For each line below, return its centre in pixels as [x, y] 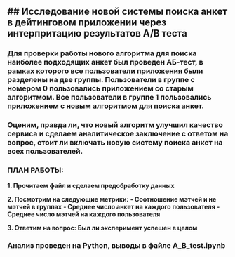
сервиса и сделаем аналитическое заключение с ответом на [118, 134]
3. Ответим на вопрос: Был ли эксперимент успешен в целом [102, 228]
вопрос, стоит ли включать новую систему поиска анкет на [115, 143]
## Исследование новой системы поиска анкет [117, 12]
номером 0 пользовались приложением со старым [101, 88]
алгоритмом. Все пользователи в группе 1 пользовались [109, 98]
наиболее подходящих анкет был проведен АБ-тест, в [105, 62]
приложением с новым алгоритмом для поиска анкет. [106, 106]
